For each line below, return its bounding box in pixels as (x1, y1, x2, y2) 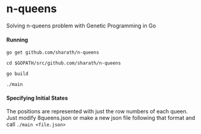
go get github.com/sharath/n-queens (6, 49, 99, 56)
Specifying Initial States (6, 94, 68, 102)
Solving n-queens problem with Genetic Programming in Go (6, 22, 157, 29)
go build (6, 71, 29, 77)
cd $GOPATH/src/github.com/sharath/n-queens (6, 60, 121, 66)
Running (6, 36, 29, 43)
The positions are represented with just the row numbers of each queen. (6, 108, 188, 115)
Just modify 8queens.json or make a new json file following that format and (6, 115, 196, 122)
